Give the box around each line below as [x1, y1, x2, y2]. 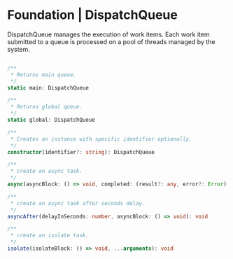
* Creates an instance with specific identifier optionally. [10, 135, 192, 143]
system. [7, 45, 30, 53]
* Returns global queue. [10, 104, 83, 111]
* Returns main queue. [10, 71, 77, 78]
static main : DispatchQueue [7, 84, 90, 91]
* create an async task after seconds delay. [10, 199, 146, 206]
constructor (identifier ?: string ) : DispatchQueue [7, 148, 155, 155]
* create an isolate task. [10, 232, 90, 239]
